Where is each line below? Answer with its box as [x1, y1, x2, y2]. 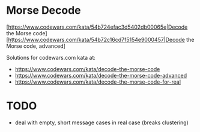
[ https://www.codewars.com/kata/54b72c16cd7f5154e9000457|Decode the [6, 36, 195, 43]
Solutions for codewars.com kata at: [6, 54, 96, 61]
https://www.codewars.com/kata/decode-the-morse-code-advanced [14, 72, 187, 79]
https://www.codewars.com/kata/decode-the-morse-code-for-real [14, 78, 181, 85]
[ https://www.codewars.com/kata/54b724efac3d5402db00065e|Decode [6, 23, 188, 30]
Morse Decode [6, 4, 81, 17]
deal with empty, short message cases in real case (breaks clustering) [14, 119, 189, 126]
